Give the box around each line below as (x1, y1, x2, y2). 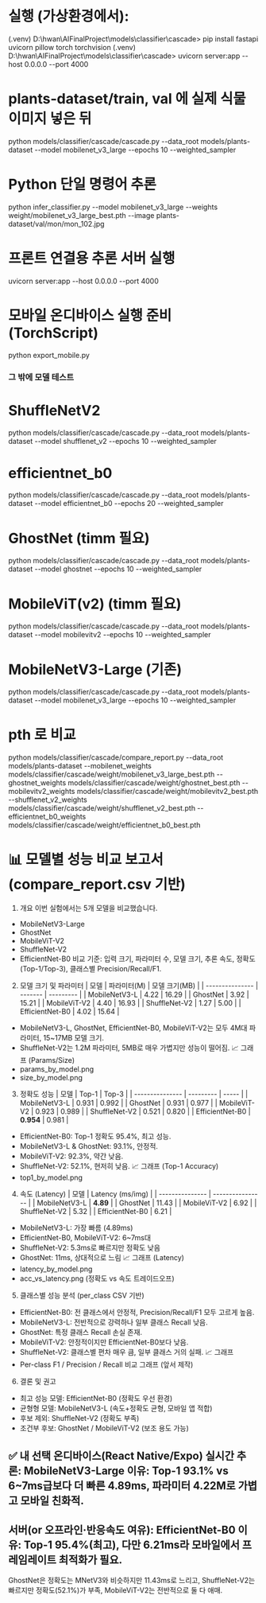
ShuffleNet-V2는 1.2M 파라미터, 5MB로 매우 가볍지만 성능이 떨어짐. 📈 (19, 1043, 240, 1052)
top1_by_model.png (19, 1173, 83, 1182)
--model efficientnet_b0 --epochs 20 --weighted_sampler (34, 499, 224, 508)
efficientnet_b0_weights (8, 812, 87, 822)
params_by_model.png (19, 1064, 94, 1074)
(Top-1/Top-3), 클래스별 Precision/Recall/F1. (19, 964, 162, 974)
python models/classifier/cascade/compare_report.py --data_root (8, 753, 224, 762)
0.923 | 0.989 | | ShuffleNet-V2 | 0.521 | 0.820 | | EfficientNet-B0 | (35, 1107, 252, 1116)
